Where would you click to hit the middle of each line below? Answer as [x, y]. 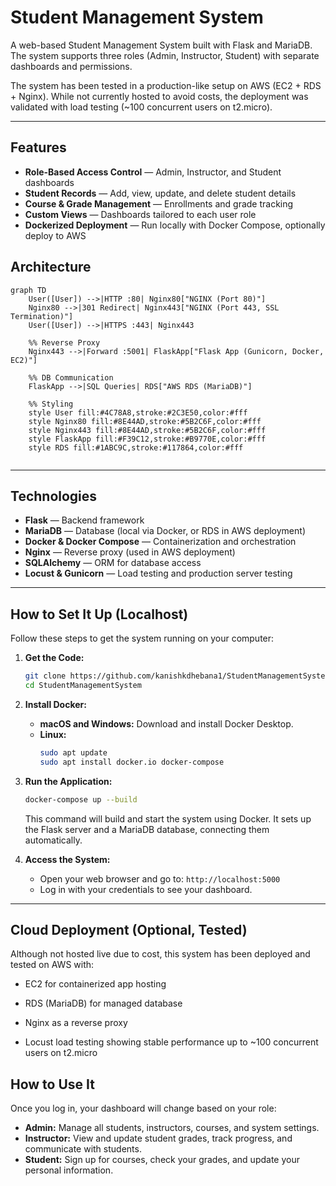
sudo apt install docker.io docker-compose [132, 762]
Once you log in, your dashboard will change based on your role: [143, 1108]
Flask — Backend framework [84, 520]
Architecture [51, 267]
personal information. [69, 1170]
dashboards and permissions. [71, 66]
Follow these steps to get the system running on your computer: [142, 638]
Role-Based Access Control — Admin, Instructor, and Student [153, 172]
